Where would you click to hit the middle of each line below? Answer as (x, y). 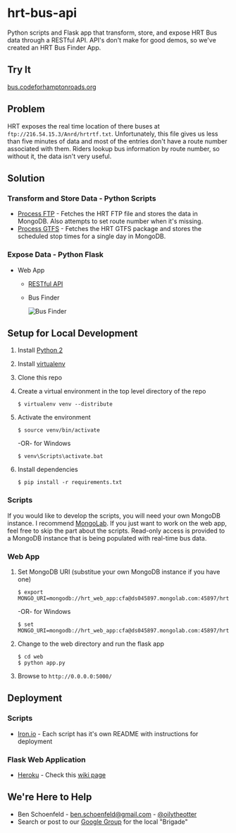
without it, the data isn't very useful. (60, 156)
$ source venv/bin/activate (58, 430)
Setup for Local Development (73, 333)
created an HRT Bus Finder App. (54, 47)
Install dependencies (48, 469)
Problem (26, 109)
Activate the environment (54, 418)
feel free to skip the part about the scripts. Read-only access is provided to (116, 531)
